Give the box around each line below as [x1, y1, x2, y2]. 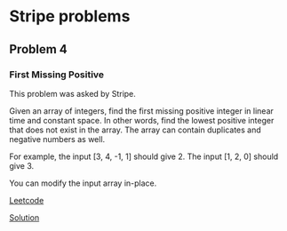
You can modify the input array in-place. [9, 178, 157, 188]
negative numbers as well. [9, 133, 106, 144]
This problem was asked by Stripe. [9, 88, 136, 99]
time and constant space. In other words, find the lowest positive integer [9, 115, 275, 125]
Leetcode [9, 195, 44, 205]
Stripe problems [9, 6, 131, 27]
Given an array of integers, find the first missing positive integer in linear [9, 105, 274, 116]
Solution [9, 211, 40, 223]
